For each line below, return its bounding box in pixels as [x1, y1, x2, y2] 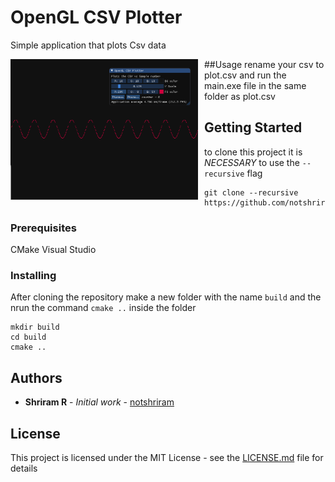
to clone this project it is [204, 146, 303, 158]
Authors [10, 369, 63, 386]
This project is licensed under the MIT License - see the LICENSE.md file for [10, 451, 324, 463]
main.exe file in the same [204, 79, 307, 91]
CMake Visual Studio [10, 244, 97, 256]
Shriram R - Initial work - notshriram [24, 396, 175, 408]
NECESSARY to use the [204, 156, 300, 168]
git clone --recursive [204, 187, 299, 198]
